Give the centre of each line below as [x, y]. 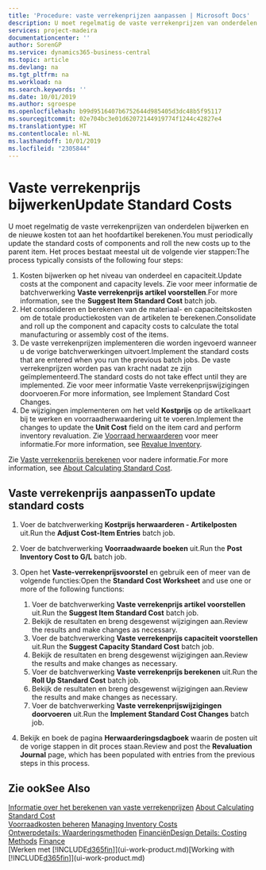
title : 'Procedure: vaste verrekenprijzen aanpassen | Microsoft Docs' [129, 15]
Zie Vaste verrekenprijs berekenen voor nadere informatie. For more [118, 460]
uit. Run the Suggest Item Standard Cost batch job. [115, 613]
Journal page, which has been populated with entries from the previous [137, 755]
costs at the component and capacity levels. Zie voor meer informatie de [139, 284]
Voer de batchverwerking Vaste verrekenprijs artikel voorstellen [139, 605]
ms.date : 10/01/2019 [42, 97]
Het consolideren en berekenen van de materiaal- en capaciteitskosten [136, 310]
